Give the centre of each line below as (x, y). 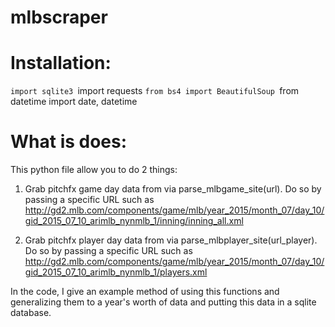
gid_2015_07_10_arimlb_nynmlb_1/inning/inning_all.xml (134, 221)
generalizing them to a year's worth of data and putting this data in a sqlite (163, 302)
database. (31, 313)
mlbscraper (59, 17)
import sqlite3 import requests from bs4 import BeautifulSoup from (155, 91)
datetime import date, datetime (74, 102)
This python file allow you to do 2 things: (94, 170)
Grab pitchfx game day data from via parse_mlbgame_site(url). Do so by (173, 189)
